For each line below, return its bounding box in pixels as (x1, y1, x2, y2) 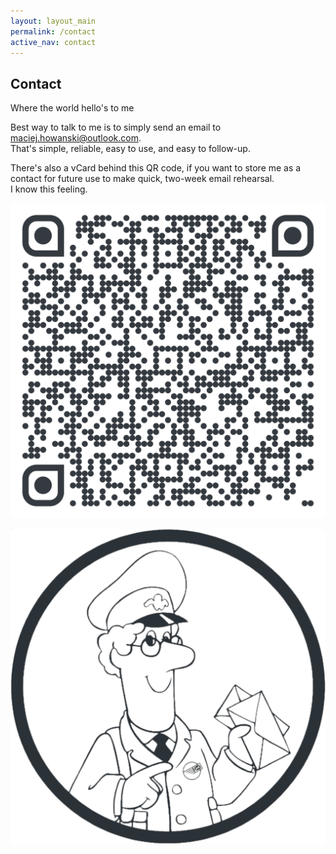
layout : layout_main (10, 16, 97, 26)
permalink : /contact (10, 26, 97, 37)
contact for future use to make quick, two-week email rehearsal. (10, 173, 275, 185)
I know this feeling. (10, 183, 88, 195)
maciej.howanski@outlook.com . (10, 132, 142, 144)
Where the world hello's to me (10, 102, 135, 114)
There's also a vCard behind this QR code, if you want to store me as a (10, 162, 302, 174)
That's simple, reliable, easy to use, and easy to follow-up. (10, 143, 251, 155)
